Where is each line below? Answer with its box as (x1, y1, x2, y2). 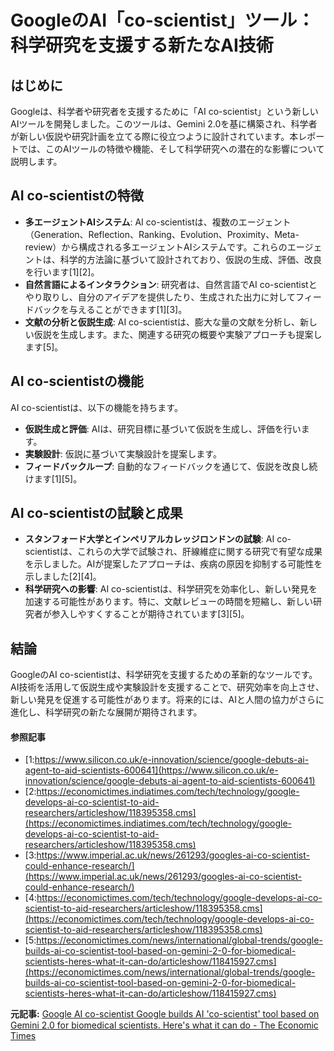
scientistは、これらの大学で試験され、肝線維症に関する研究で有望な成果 (24, 546, 323, 558)
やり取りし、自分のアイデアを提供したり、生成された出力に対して (24, 291, 297, 303)
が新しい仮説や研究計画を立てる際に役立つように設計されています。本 (10, 131, 299, 142)
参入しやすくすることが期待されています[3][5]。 (51, 608, 250, 620)
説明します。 (10, 156, 63, 167)
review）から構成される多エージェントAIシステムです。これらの (24, 241, 288, 253)
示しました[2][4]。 (24, 571, 102, 583)
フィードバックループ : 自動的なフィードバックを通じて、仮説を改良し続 (24, 460, 318, 472)
